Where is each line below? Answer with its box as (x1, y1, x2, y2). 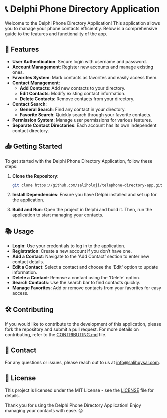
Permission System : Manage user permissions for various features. (12, 117, 152, 123)
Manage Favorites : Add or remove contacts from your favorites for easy (12, 285, 161, 291)
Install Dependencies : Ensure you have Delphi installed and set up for (12, 192, 157, 198)
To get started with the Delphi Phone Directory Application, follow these (5, 158, 153, 164)
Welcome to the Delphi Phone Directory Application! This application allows (5, 20, 160, 26)
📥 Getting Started (5, 142, 62, 151)
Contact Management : (12, 80, 60, 86)
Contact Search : (12, 101, 47, 107)
